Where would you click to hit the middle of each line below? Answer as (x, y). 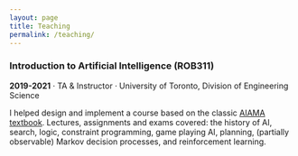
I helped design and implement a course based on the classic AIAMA (137, 113)
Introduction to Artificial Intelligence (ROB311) (112, 66)
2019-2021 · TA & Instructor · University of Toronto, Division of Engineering (149, 86)
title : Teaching (40, 26)
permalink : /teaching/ (52, 34)
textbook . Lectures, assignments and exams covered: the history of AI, (141, 122)
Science (24, 95)
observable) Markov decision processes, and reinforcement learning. (138, 142)
